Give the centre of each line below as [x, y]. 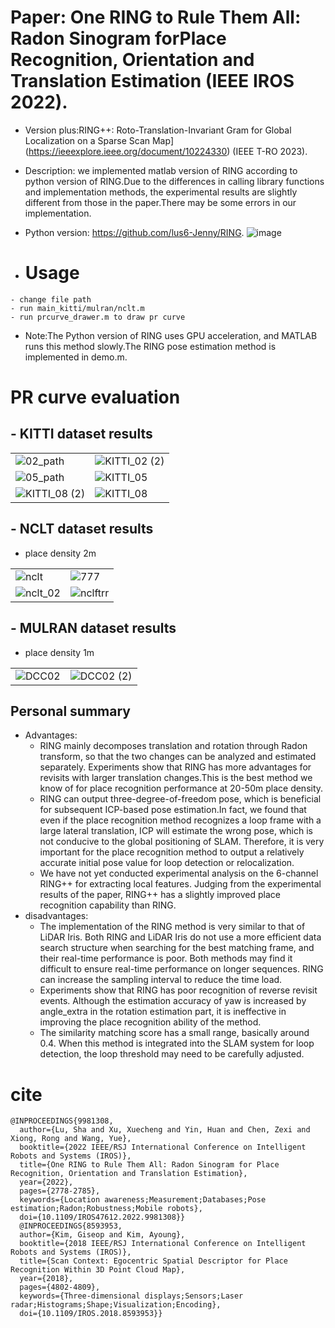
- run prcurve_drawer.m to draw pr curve [98, 317]
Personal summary [70, 711]
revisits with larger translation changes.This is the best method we [176, 778]
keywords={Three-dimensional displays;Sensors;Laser [131, 1296]
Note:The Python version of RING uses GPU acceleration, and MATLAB [171, 335]
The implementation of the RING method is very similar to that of [172, 927]
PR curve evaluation [95, 397]
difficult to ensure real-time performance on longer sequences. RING [181, 969]
